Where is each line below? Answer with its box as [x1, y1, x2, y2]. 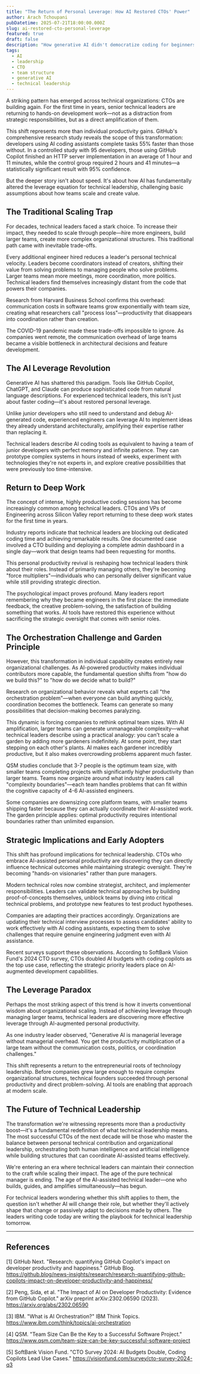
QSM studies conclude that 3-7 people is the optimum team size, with [6, 762, 177, 769]
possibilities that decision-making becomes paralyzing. [6, 707, 142, 715]
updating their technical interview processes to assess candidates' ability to [6, 918, 192, 926]
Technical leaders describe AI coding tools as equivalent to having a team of [6, 440, 193, 447]
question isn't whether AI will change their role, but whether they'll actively [6, 1200, 189, 1207]
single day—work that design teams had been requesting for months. [6, 548, 176, 555]
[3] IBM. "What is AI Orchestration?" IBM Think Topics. [6, 1313, 140, 1320]
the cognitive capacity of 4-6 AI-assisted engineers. [6, 787, 135, 795]
